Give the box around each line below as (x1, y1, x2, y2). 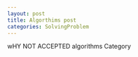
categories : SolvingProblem (7, 23, 90, 30)
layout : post (7, 10, 46, 17)
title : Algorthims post (7, 17, 77, 24)
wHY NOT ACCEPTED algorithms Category (7, 42, 132, 51)
